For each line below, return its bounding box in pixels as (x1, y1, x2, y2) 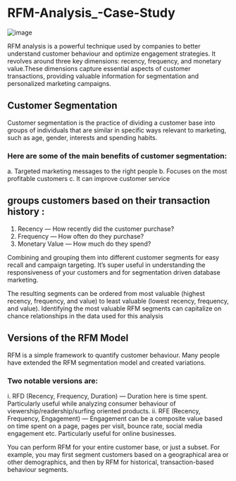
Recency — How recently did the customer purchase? (17, 224, 175, 233)
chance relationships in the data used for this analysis (7, 311, 163, 320)
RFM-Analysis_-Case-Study (7, 5, 176, 21)
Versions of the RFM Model (7, 332, 129, 344)
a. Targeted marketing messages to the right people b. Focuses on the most (7, 167, 228, 175)
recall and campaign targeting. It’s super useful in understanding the (7, 261, 206, 269)
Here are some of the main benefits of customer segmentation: (7, 151, 228, 161)
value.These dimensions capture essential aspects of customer (7, 64, 192, 73)
